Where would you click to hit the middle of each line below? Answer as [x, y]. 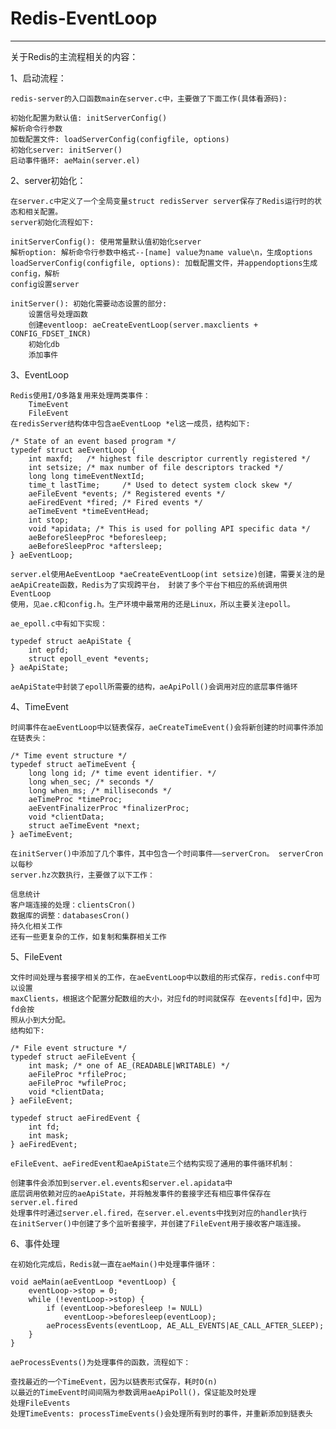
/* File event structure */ [69, 1048]
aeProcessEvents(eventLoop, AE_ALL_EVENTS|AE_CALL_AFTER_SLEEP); [185, 1325]
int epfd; [49, 650]
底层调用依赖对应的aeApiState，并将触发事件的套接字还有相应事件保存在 [141, 1193]
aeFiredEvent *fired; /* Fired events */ [115, 502]
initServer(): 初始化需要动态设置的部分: [89, 303]
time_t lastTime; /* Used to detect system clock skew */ [160, 485]
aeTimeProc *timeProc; [75, 799]
